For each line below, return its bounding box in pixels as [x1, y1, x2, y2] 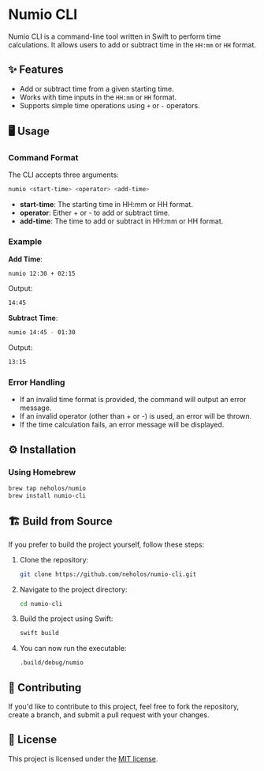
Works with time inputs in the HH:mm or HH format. [19, 92, 177, 102]
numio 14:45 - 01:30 [8, 329, 76, 337]
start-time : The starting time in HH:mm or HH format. [19, 200, 193, 209]
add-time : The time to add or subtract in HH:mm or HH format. [19, 216, 224, 226]
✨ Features [8, 63, 64, 77]
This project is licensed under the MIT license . [8, 754, 158, 763]
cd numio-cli [19, 600, 63, 607]
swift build [19, 630, 59, 637]
